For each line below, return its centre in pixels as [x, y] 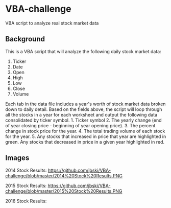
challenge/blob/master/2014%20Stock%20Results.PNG [64, 176]
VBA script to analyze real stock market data [52, 23]
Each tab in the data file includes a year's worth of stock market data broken [86, 104]
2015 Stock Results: [26, 186]
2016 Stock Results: [26, 201]
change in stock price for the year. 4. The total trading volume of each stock [85, 131]
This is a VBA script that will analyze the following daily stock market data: [83, 51]
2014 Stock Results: [26, 170]
